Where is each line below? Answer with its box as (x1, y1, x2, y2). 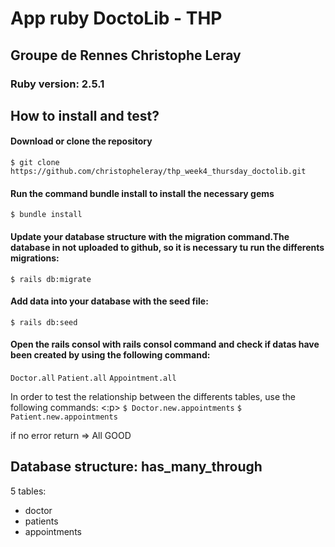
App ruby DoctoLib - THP (10, 7, 223, 30)
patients (24, 515, 59, 527)
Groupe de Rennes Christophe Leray (10, 47, 242, 64)
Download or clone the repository (10, 135, 153, 147)
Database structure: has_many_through (10, 458, 263, 476)
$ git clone (10, 158, 60, 168)
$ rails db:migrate (10, 274, 92, 284)
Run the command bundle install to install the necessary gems (10, 187, 275, 199)
